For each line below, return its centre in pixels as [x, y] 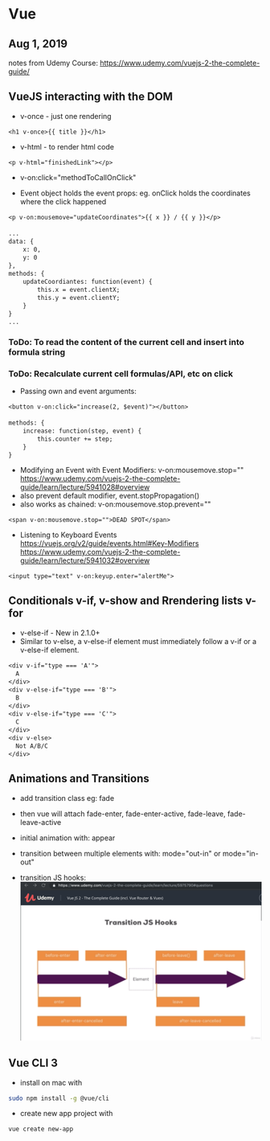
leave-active [41, 822]
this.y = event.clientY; [79, 298]
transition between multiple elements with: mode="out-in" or [120, 853]
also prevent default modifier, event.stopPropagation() [110, 496]
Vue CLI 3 [33, 1063]
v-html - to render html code [67, 146]
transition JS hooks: [53, 877]
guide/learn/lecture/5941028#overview [85, 487]
